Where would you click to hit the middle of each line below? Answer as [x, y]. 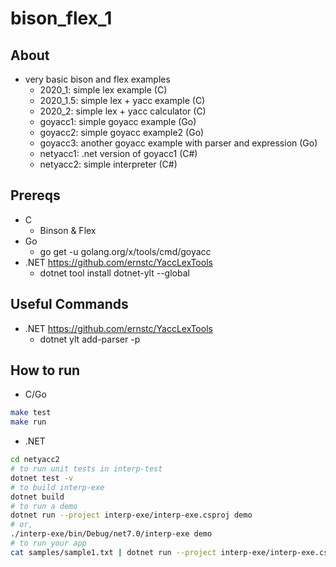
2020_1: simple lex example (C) [103, 90]
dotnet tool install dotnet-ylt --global [114, 273]
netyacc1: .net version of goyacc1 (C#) [118, 153]
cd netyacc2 [35, 460]
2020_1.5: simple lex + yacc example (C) [122, 100]
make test [31, 413]
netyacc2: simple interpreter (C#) [108, 164]
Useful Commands [69, 304]
